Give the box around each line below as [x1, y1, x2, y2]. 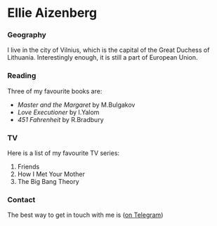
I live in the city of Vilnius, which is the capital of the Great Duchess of [7, 46, 210, 54]
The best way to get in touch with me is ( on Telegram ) [7, 211, 164, 219]
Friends [17, 163, 40, 171]
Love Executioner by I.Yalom [17, 107, 100, 117]
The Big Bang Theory [17, 178, 79, 186]
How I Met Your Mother [17, 170, 86, 178]
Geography [7, 30, 47, 40]
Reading [7, 71, 37, 81]
